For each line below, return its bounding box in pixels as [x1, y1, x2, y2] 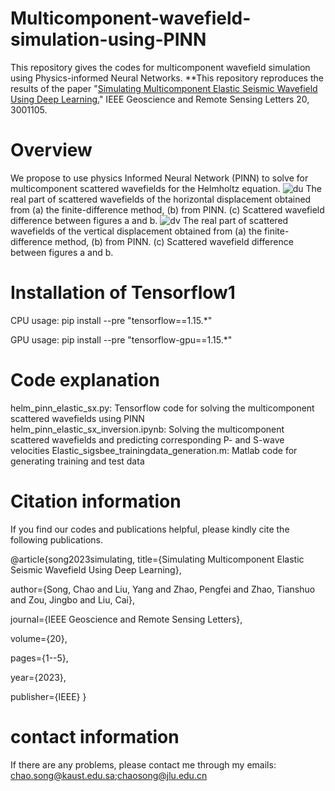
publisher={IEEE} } [10, 690, 87, 702]
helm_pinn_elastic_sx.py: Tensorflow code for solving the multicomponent [10, 402, 315, 414]
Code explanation [10, 369, 160, 391]
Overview [10, 139, 93, 162]
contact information [10, 725, 180, 748]
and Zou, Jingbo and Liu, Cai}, [10, 593, 135, 606]
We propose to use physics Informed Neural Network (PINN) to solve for [10, 172, 309, 184]
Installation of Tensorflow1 [10, 282, 236, 304]
